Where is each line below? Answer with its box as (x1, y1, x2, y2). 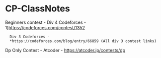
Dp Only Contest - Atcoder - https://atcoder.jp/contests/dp (5, 47, 126, 53)
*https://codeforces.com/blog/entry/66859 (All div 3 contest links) (9, 38, 157, 44)
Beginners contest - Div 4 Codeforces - (5, 19, 86, 25)
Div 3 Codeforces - (9, 34, 50, 39)
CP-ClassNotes (5, 3, 71, 14)
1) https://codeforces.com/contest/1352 (5, 24, 85, 30)
